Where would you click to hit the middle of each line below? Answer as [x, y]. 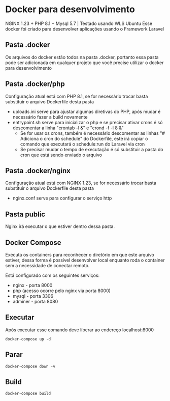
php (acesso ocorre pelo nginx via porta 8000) [61, 291]
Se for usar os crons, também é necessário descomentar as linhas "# [92, 133]
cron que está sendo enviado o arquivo [61, 155]
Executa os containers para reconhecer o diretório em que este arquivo [80, 255]
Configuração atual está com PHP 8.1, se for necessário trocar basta [77, 96]
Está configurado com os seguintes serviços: [53, 275]
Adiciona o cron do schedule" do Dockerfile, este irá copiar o [84, 138]
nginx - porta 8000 [32, 285]
